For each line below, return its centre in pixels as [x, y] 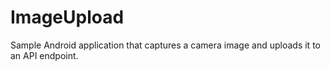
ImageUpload [67, 17]
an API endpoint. [44, 55]
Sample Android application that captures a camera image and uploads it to [165, 45]
